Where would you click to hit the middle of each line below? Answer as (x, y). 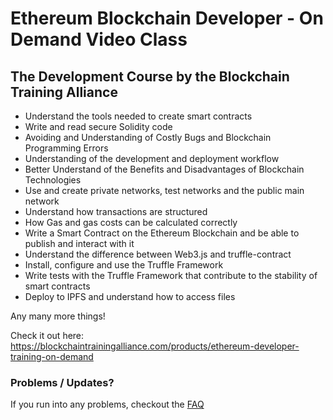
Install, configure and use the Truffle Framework (124, 265)
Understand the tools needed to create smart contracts (138, 116)
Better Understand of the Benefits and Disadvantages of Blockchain (164, 169)
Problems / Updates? (62, 382)
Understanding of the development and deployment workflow (152, 158)
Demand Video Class (99, 39)
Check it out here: (47, 335)
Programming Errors (66, 148)
